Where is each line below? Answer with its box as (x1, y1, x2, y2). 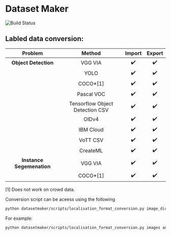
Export (147, 49, 163, 56)
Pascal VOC (77, 91, 105, 98)
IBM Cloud (78, 126, 104, 133)
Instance (21, 156, 44, 163)
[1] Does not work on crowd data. (5, 186, 75, 192)
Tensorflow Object (69, 100, 113, 107)
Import (125, 49, 142, 56)
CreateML (79, 147, 103, 154)
